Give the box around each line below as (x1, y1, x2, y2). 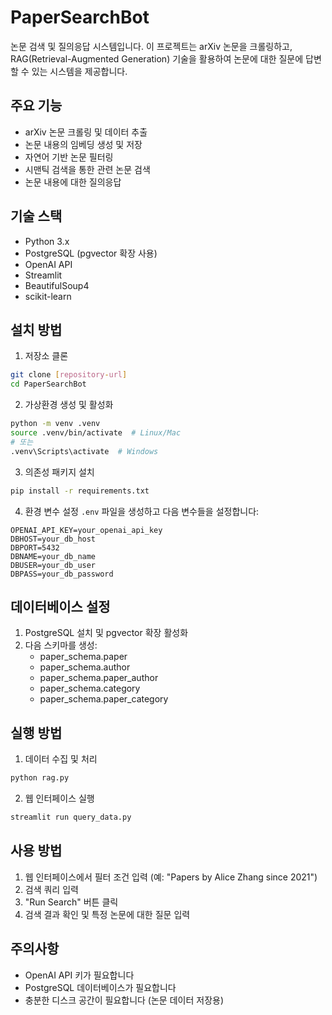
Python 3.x (24, 235, 70, 247)
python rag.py (10, 773, 70, 783)
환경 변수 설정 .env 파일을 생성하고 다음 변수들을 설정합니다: (24, 505, 260, 517)
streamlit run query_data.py (10, 812, 132, 822)
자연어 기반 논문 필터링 (24, 151, 114, 163)
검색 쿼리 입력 (24, 883, 79, 895)
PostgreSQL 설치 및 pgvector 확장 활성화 (24, 627, 189, 639)
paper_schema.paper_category (39, 693, 169, 705)
